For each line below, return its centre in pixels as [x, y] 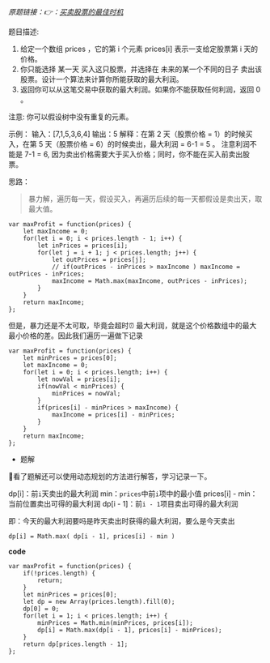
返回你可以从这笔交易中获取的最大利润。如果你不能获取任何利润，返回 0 [140, 89]
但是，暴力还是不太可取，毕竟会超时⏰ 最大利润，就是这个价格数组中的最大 [133, 325]
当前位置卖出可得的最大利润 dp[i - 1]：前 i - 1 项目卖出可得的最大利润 [123, 504]
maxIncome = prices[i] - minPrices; [113, 415]
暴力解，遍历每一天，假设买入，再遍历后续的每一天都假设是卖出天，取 [145, 199]
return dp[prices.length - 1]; [76, 644]
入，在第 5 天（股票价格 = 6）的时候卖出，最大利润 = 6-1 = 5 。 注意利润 [129, 144]
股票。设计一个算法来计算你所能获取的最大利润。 [101, 79]
